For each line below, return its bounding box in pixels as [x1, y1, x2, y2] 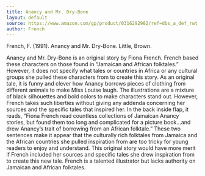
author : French [6, 25, 45, 32]
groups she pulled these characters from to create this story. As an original [6, 73, 195, 81]
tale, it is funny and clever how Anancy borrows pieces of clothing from [6, 80, 186, 87]
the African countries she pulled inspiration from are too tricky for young [6, 138, 189, 146]
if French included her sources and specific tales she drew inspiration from [6, 151, 195, 158]
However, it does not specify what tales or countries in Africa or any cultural [6, 67, 198, 75]
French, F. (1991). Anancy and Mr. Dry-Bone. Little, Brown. [6, 42, 152, 50]
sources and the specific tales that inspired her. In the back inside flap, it [6, 106, 189, 113]
